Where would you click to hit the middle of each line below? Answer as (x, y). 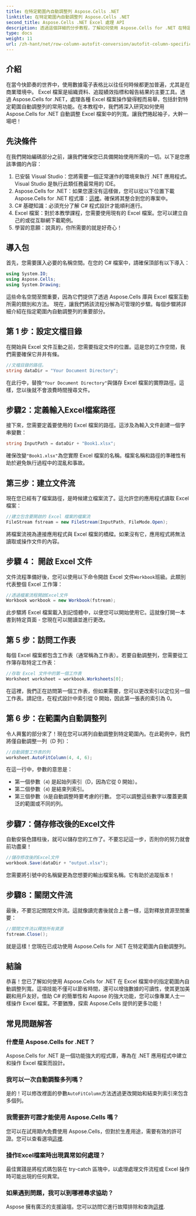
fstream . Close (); (27, 934)
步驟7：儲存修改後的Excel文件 (61, 824)
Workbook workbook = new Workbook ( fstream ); (61, 600)
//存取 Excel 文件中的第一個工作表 (44, 674)
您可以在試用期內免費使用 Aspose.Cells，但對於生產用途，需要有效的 (89, 1131)
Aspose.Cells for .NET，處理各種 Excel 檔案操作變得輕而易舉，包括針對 (98, 99)
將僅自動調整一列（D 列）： (38, 741)
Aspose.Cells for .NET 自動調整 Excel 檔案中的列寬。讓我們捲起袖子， (90, 114)
